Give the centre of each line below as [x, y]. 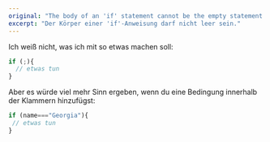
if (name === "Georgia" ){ [49, 116]
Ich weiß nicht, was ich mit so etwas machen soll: [91, 46]
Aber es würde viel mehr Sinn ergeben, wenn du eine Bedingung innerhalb [133, 92]
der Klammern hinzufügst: [52, 101]
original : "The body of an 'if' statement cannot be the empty [118, 16]
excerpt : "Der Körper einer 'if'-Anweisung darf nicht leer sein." [125, 24]
